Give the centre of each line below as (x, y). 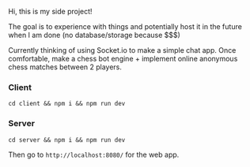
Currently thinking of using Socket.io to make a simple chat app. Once (122, 50)
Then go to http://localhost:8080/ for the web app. (94, 154)
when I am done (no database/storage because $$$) (94, 35)
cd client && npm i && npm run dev (67, 104)
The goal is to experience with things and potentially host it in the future (125, 26)
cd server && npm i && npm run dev (67, 140)
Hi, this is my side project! (50, 11)
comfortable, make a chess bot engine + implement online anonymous (123, 59)
